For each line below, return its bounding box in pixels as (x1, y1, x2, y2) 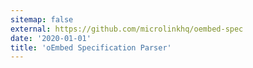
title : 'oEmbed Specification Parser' (10, 42, 172, 53)
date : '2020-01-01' (10, 33, 92, 43)
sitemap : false (10, 14, 74, 25)
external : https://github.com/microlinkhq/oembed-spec (10, 24, 244, 34)
